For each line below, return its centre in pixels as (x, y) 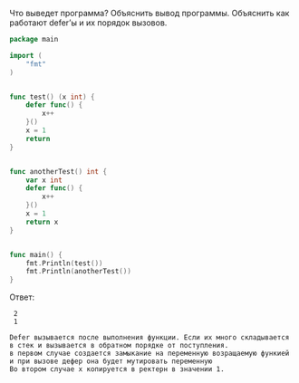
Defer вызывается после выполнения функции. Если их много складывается (149, 338)
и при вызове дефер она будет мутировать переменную (111, 361)
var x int (44, 180)
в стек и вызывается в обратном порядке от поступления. (119, 346)
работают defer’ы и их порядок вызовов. (88, 23)
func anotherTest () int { (58, 171)
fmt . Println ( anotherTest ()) (78, 272)
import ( (26, 55)
